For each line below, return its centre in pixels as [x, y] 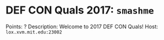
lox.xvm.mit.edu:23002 [34, 32]
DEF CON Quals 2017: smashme [80, 10]
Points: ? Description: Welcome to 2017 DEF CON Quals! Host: [82, 26]
